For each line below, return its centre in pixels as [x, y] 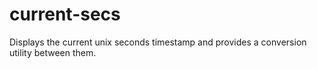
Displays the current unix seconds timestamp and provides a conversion [158, 42]
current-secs [65, 14]
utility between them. [53, 52]
